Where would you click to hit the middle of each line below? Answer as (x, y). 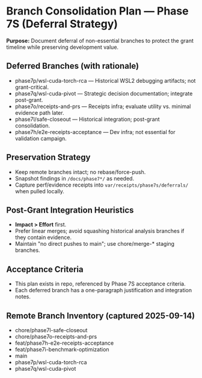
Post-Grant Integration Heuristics (70, 210)
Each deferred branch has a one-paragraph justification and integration (103, 290)
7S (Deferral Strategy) (62, 24)
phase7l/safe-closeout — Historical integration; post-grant (87, 119)
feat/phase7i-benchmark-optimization (62, 349)
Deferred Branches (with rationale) (73, 66)
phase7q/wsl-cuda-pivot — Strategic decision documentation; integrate (104, 93)
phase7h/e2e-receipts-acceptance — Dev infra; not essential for (95, 132)
